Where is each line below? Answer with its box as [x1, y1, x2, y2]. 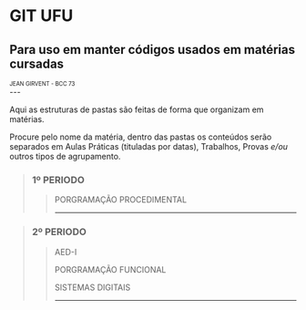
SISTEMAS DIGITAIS [54, 282, 131, 293]
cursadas [9, 56, 65, 71]
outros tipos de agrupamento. [9, 151, 121, 161]
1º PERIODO [31, 173, 85, 186]
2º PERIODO [31, 225, 87, 238]
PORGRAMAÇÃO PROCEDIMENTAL [54, 194, 188, 205]
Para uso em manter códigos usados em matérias [9, 42, 296, 57]
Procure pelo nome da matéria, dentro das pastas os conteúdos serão [9, 131, 272, 142]
